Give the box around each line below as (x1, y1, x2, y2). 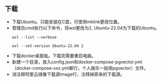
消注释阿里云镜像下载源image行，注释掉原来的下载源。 (11, 71, 125, 77)
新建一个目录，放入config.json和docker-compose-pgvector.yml (11, 59, 143, 65)
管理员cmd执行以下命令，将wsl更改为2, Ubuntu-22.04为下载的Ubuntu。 (11, 25, 160, 31)
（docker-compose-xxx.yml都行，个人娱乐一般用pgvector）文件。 (11, 65, 149, 71)
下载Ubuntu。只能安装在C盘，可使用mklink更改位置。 (11, 19, 122, 25)
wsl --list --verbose (11, 35, 57, 40)
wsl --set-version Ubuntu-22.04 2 (11, 43, 83, 48)
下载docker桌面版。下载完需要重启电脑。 (11, 52, 96, 58)
